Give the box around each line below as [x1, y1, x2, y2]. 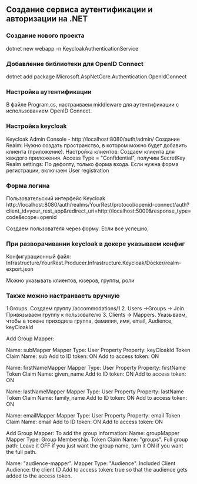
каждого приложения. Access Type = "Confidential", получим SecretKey [6, 154, 186, 161]
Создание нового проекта [6, 32, 85, 40]
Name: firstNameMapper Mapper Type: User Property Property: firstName [6, 364, 186, 372]
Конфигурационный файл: [6, 253, 72, 260]
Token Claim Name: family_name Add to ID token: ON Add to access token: [6, 395, 188, 402]
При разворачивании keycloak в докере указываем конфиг [6, 240, 185, 248]
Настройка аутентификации [6, 88, 92, 96]
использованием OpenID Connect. [6, 107, 92, 114]
